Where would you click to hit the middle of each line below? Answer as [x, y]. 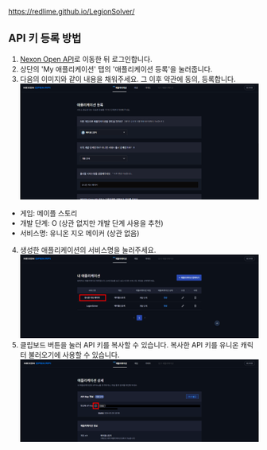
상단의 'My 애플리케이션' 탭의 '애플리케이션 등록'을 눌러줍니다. [116, 69]
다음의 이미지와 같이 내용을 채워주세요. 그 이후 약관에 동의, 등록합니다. [128, 79]
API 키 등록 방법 [45, 39]
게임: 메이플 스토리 [48, 213]
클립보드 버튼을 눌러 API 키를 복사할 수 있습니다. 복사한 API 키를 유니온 [129, 344]
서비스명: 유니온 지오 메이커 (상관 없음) [79, 233]
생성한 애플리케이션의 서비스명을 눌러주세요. [88, 250]
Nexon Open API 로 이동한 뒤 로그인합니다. [86, 59]
